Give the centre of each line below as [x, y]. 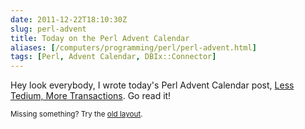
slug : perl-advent [48, 29]
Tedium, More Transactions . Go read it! [91, 96]
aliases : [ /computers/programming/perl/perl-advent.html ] [133, 47]
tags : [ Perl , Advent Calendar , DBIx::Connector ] [113, 57]
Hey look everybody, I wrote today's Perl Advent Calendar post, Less [152, 85]
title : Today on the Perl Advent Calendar [100, 38]
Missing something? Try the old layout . [76, 114]
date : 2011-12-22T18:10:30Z [69, 19]
